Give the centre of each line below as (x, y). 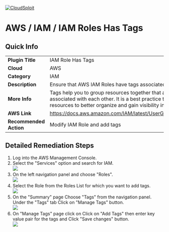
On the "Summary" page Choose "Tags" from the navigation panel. (82, 197)
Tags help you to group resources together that (105, 93)
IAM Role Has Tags (72, 60)
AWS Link (20, 113)
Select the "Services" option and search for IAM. (63, 163)
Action (16, 128)
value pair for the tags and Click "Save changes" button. (71, 219)
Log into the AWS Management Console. (55, 158)
